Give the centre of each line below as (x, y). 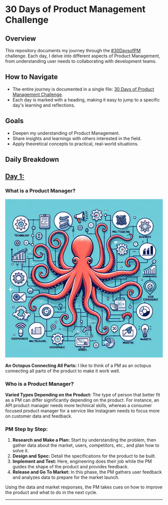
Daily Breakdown (32, 160)
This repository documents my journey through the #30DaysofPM (73, 51)
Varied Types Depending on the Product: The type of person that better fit (83, 395)
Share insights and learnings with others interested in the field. (77, 138)
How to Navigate (32, 77)
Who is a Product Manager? (39, 384)
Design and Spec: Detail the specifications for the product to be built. (84, 456)
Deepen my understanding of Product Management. (66, 133)
